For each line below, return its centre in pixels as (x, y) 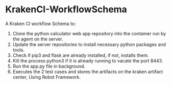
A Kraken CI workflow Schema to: (41, 24)
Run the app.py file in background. (49, 66)
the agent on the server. (38, 39)
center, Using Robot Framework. (46, 77)
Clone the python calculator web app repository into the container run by (89, 33)
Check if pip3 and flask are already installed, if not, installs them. (81, 55)
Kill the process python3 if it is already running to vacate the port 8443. (88, 60)
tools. (18, 50)
